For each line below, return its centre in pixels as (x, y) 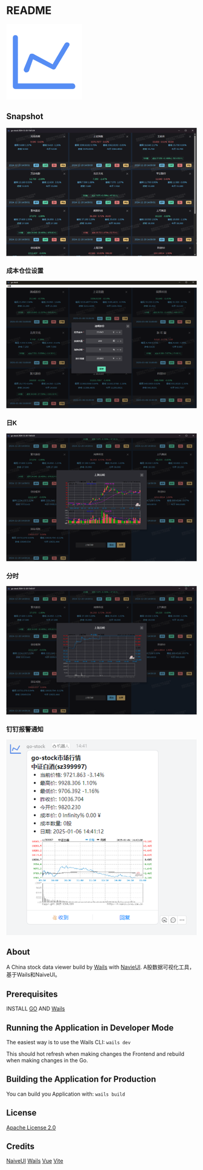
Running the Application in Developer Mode (90, 1028)
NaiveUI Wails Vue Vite (35, 1161)
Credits (21, 1146)
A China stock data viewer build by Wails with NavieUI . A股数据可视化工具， (101, 967)
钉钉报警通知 (25, 729)
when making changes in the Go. (47, 1060)
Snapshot (25, 116)
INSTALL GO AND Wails (36, 1009)
